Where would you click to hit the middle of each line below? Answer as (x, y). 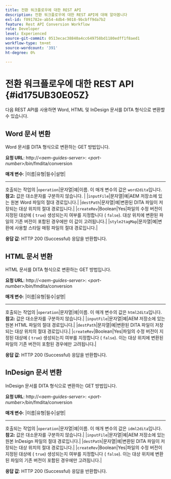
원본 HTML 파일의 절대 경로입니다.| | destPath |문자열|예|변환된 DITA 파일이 (80, 325)
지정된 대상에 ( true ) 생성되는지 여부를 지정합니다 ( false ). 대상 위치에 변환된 (82, 215)
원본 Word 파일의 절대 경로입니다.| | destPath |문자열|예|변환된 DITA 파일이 (84, 202)
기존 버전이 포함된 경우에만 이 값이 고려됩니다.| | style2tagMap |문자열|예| (86, 222)
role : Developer (22, 29)
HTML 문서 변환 (29, 256)
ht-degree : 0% (20, 52)
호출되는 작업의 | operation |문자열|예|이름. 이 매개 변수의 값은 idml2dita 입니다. (84, 428)
